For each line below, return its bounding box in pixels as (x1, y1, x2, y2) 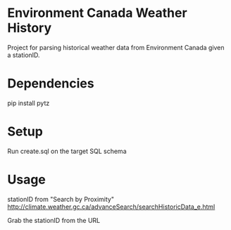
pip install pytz (7, 99, 50, 107)
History (7, 20, 52, 36)
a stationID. (7, 51, 40, 59)
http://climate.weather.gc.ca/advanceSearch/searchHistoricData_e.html (7, 202, 216, 211)
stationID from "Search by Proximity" (7, 195, 115, 203)
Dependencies (7, 75, 94, 92)
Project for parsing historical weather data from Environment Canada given (7, 43, 225, 52)
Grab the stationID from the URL (7, 216, 101, 224)
